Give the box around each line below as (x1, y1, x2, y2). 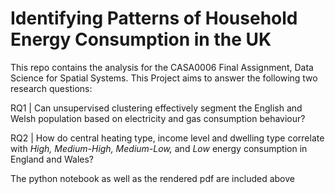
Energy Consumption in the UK (10, 28, 272, 51)
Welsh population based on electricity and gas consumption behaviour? (10, 112, 306, 124)
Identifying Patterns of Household (10, 7, 298, 30)
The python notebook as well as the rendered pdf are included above (10, 172, 295, 184)
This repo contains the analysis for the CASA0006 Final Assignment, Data (10, 61, 314, 73)
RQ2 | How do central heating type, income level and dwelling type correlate (10, 132, 325, 144)
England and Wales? (10, 153, 94, 165)
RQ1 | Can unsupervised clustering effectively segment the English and (10, 102, 303, 114)
